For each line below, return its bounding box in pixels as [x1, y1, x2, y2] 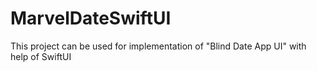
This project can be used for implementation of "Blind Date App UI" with [10, 40, 307, 52]
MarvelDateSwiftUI [10, 7, 172, 30]
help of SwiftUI [10, 50, 72, 62]
